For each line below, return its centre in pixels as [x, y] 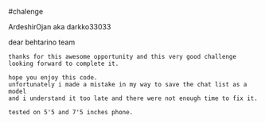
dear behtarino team [42, 42]
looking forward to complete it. [64, 63]
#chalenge [26, 12]
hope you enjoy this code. [53, 78]
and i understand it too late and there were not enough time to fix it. [133, 98]
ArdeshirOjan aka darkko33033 [60, 27]
